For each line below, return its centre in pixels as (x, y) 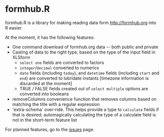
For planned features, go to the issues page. (50, 129)
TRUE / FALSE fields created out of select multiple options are (84, 88)
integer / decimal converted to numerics (59, 68)
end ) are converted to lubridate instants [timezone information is (84, 78)
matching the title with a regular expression (56, 104)
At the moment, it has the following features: (50, 37)
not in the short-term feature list (44, 120)
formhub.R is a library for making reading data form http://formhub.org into (81, 23)
